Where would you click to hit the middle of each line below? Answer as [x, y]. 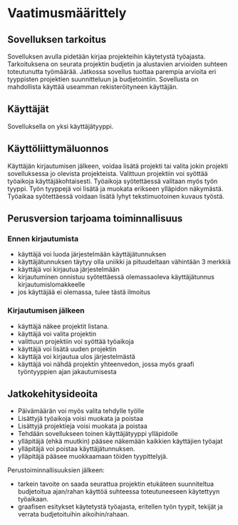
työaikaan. [33, 499]
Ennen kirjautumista [43, 239]
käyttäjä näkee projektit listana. [63, 326]
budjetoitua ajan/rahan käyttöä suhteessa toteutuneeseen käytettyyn [119, 492]
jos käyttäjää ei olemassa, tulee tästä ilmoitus [84, 292]
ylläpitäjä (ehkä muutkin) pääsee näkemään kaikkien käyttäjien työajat [120, 441]
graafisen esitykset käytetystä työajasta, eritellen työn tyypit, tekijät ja [120, 506]
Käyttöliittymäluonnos [58, 149]
